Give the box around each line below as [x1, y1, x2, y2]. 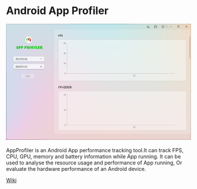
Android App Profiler [6, 4, 109, 18]
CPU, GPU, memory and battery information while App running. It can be [6, 153, 181, 160]
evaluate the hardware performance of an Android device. [6, 166, 147, 173]
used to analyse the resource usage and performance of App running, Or [6, 159, 183, 166]
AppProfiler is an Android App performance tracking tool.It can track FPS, [6, 147, 184, 154]
